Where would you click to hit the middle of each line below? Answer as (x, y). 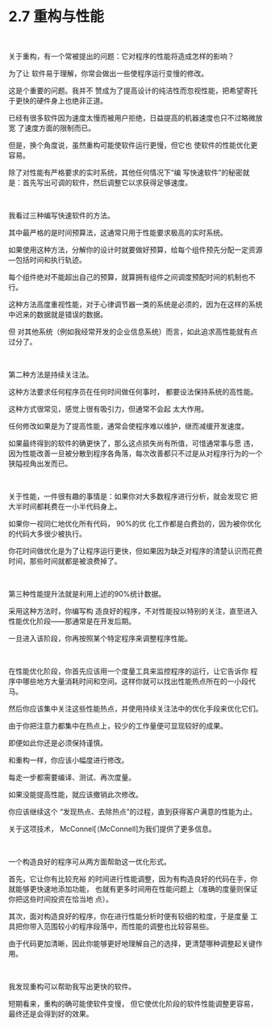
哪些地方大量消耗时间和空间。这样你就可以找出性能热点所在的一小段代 (139, 681)
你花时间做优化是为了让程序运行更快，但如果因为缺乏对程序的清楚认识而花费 (135, 551)
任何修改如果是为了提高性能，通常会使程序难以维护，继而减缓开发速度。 (128, 426)
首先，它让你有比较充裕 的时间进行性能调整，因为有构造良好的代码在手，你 (133, 879)
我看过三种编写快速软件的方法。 (61, 215)
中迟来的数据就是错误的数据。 (58, 314)
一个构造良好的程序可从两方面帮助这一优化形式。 (90, 861)
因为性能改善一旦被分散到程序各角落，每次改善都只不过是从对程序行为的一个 (135, 453)
